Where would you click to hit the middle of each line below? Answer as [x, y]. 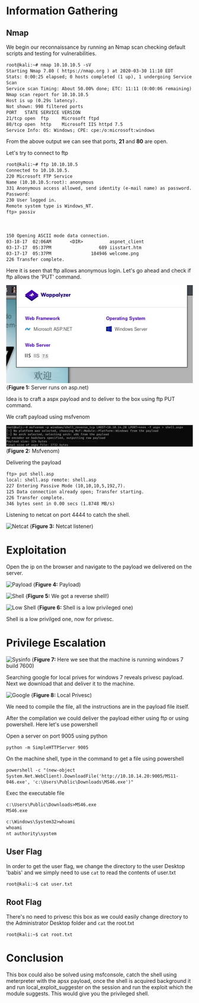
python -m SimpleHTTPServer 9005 [47, 747]
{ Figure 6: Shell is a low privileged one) [85, 608]
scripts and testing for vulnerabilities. [51, 53]
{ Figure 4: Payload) [57, 585]
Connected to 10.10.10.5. [38, 170]
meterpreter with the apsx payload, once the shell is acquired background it [99, 980]
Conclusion [35, 958]
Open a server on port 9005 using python [57, 736]
